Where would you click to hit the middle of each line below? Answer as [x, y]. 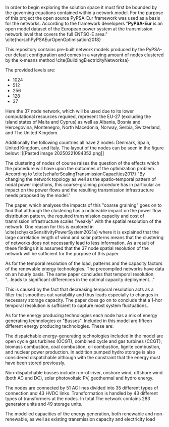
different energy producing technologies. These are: [60, 326]
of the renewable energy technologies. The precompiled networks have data [85, 269]
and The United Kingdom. [32, 133]
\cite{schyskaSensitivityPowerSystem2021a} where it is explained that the [82, 232]
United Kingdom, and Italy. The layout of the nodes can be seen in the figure [84, 148]
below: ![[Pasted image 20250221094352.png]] [55, 153]
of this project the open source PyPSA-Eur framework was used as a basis [83, 18]
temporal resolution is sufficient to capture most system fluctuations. [77, 305]
